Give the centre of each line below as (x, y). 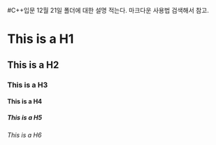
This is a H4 (25, 102)
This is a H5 (25, 117)
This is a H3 (28, 85)
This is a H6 (24, 135)
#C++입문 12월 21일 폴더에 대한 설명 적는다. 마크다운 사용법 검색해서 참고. (108, 10)
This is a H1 (41, 39)
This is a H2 (33, 65)
